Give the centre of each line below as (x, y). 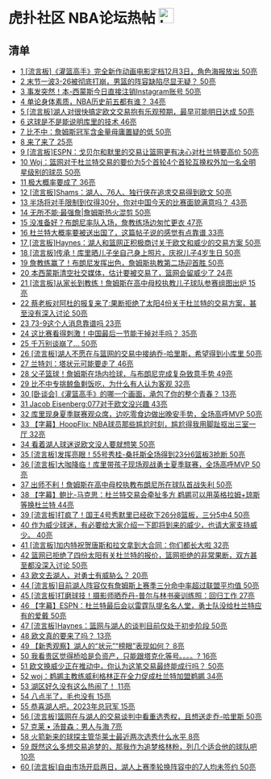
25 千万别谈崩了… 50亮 (58, 344)
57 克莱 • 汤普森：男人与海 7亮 (71, 727)
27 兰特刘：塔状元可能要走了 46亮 (77, 364)
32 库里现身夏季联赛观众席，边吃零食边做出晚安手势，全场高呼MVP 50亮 (141, 414)
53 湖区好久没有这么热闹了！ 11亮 (75, 686)
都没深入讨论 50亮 (57, 565)
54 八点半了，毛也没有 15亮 (65, 696)
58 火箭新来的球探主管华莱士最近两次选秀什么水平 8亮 (110, 737)
